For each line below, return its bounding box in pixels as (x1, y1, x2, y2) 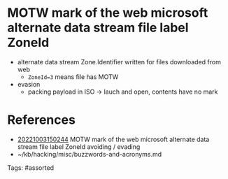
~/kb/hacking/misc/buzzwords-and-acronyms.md (17, 150, 162, 158)
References (7, 112, 76, 128)
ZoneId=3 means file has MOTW (27, 72, 119, 81)
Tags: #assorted (7, 163, 55, 172)
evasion (17, 80, 41, 88)
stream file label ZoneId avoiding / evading (17, 142, 141, 151)
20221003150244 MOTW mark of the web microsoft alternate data (17, 135, 210, 143)
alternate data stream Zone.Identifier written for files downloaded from (17, 57, 222, 66)
